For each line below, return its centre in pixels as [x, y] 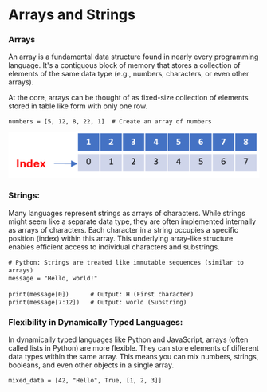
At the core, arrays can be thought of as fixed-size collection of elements [128, 98]
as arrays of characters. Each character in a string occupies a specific [124, 229]
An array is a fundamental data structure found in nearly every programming [133, 57]
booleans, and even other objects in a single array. [91, 365]
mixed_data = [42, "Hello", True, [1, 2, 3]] [85, 381]
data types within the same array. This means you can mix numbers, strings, [133, 357]
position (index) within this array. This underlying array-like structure [121, 238]
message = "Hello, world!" [53, 278]
